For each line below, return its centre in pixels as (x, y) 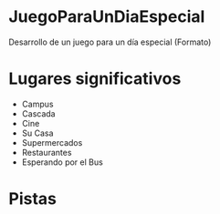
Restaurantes (47, 152)
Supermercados (52, 142)
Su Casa (37, 133)
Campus (37, 104)
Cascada (38, 113)
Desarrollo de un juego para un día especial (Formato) (110, 42)
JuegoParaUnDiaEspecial (107, 17)
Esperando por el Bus (63, 162)
